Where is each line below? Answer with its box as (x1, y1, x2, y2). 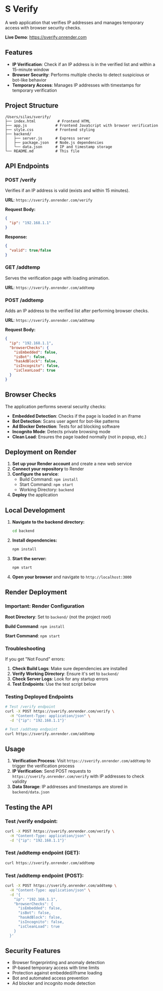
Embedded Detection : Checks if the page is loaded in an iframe (12, 413, 141, 419)
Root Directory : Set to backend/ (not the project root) (5, 614, 111, 620)
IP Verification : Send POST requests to (12, 768, 91, 774)
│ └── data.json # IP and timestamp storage (5, 144, 112, 149)
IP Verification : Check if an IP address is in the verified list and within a (12, 61, 155, 67)
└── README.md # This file (5, 148, 80, 153)
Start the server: (12, 556, 47, 562)
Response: (5, 233, 28, 240)
